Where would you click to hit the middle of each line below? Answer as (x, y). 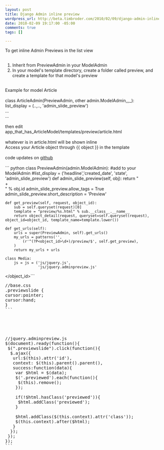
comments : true (20, 28)
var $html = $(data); (41, 373)
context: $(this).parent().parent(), (58, 363)
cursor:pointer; (24, 295)
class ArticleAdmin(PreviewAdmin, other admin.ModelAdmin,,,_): (70, 100)
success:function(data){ (42, 368)
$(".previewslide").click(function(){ (54, 348)
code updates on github (29, 158)
